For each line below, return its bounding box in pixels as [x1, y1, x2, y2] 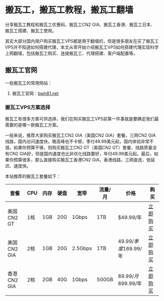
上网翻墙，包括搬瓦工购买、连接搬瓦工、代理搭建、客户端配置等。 [5, 50, 138, 56]
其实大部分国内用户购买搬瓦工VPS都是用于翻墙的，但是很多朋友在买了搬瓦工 [5, 38, 159, 44]
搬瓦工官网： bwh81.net [12, 90, 59, 96]
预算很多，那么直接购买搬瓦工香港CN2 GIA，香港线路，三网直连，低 [13, 157, 151, 163]
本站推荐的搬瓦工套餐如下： [5, 173, 61, 179]
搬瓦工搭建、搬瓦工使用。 [5, 27, 57, 33]
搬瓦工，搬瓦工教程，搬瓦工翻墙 [5, 4, 134, 16]
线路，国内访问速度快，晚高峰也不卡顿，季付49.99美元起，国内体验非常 [5, 139, 150, 144]
